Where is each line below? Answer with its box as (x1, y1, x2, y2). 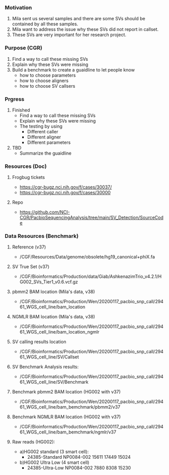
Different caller (27, 128, 59, 134)
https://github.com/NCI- (19, 209, 70, 215)
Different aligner (27, 134, 61, 140)
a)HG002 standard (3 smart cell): (19, 449, 89, 455)
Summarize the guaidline (19, 150, 72, 156)
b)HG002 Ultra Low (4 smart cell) (19, 459, 90, 465)
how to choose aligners (19, 78, 69, 84)
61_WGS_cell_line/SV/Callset (19, 354, 79, 360)
